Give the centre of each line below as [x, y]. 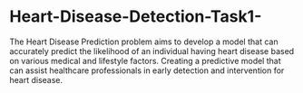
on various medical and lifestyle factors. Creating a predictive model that [145, 60]
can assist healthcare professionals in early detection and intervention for [147, 70]
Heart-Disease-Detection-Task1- [136, 17]
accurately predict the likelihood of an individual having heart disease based [152, 51]
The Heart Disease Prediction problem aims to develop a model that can [144, 42]
